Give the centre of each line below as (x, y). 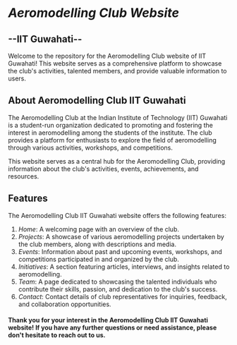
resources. (24, 176)
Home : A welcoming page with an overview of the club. (98, 229)
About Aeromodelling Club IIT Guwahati (97, 101)
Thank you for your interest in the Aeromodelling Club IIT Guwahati (108, 320)
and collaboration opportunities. (65, 304)
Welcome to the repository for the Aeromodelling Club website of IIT (107, 56)
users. (17, 78)
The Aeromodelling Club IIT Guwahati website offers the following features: (117, 215)
